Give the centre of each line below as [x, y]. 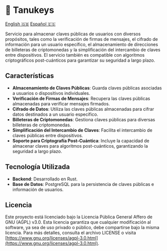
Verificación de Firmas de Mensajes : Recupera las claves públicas [81, 98]
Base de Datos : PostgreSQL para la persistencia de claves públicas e [83, 184]
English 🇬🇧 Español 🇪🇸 [30, 24]
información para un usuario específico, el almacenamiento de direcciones [82, 44]
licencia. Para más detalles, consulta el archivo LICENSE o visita [71, 233]
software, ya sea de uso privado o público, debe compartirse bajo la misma [82, 228]
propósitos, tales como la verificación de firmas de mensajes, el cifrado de [82, 39]
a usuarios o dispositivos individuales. [51, 93]
